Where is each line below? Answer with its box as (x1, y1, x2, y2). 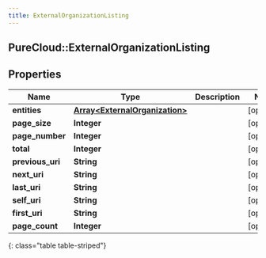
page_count (12, 220, 58, 231)
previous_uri (12, 156, 61, 167)
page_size (12, 117, 51, 128)
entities (12, 104, 42, 116)
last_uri (12, 181, 41, 192)
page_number (12, 130, 66, 141)
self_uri (12, 195, 41, 206)
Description (195, 91, 240, 102)
